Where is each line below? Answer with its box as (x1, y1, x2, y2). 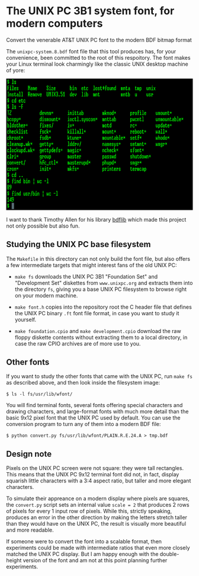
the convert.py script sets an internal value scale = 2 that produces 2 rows (6, 501, 190, 508)
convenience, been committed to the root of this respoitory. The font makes (6, 54, 191, 61)
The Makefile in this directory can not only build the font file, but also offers (6, 255, 191, 262)
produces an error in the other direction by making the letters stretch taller (6, 514, 188, 521)
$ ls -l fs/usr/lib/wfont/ (6, 391, 73, 398)
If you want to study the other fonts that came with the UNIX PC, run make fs (6, 373, 192, 380)
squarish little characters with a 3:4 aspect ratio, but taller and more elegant (6, 477, 191, 484)
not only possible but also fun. (6, 222, 80, 229)
